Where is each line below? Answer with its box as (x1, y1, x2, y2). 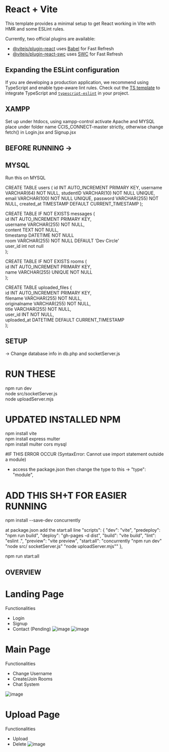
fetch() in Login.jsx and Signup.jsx (5, 129, 76, 135)
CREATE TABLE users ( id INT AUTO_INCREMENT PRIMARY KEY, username (5, 184, 162, 190)
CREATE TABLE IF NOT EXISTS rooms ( (5, 258, 87, 264)
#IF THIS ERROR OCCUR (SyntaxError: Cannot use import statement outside (5, 451, 164, 457)
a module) (5, 456, 26, 462)
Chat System (12, 681, 39, 687)
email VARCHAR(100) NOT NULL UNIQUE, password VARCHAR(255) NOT (5, 195, 159, 201)
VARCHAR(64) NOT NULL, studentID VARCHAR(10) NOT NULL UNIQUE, (5, 190, 155, 196)
